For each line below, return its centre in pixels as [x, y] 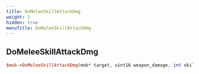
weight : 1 [18, 17]
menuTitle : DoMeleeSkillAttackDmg [49, 28]
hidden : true [22, 22]
